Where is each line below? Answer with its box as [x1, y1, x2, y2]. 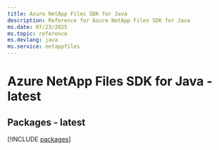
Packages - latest [7, 116, 86, 128]
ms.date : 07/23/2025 [7, 23, 68, 30]
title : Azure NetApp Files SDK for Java [7, 10, 128, 18]
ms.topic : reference [7, 30, 68, 37]
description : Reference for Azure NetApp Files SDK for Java [7, 17, 191, 24]
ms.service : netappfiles [7, 43, 80, 50]
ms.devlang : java [7, 37, 58, 44]
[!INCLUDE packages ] [7, 135, 71, 143]
